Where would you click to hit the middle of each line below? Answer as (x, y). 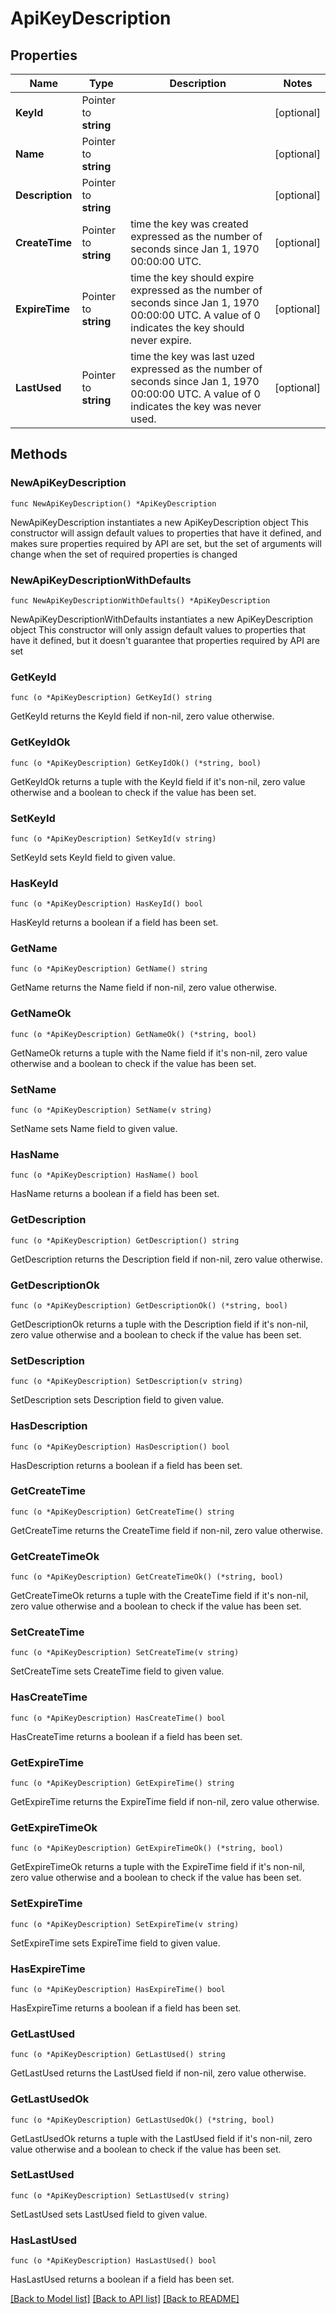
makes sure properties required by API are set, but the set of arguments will (166, 543)
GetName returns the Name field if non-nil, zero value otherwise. (144, 988)
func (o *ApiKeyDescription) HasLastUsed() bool (113, 2261)
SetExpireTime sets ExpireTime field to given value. (115, 1943)
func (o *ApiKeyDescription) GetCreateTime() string (122, 1512)
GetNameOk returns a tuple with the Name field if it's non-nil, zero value (159, 1053)
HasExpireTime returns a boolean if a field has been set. (126, 2008)
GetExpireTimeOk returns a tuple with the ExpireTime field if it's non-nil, (157, 1867)
